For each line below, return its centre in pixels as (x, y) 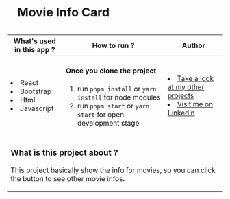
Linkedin (181, 113)
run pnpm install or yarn (117, 89)
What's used (35, 41)
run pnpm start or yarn (114, 106)
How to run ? (113, 45)
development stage (108, 123)
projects (181, 95)
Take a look (195, 78)
